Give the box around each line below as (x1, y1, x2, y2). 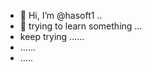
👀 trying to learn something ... (19, 20, 143, 32)
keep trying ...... (19, 31, 85, 42)
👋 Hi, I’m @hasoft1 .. (19, 10, 103, 21)
